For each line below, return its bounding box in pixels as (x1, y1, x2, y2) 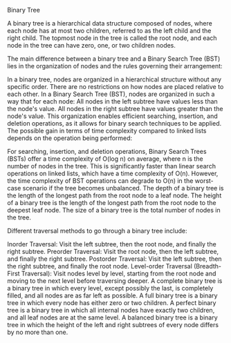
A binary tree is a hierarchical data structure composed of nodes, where (7, 19, 212, 27)
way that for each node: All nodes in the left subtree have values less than (7, 97, 218, 106)
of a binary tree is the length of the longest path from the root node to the (7, 199, 216, 206)
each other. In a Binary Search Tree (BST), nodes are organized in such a (7, 90, 215, 98)
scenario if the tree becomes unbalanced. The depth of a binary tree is (22, 184, 224, 192)
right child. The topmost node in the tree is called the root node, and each (7, 34, 217, 42)
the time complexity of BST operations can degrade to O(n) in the (7, 177, 194, 185)
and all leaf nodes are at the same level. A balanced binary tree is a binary (7, 313, 218, 322)
